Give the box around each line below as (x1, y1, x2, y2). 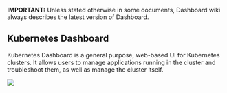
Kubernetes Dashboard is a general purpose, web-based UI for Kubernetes (7, 51, 220, 59)
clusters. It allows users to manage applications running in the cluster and (7, 58, 216, 66)
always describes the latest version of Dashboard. (7, 13, 149, 21)
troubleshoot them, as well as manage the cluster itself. (7, 65, 164, 74)
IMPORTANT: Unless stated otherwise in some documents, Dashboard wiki (7, 6, 221, 14)
